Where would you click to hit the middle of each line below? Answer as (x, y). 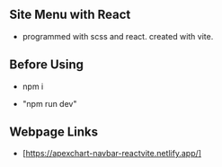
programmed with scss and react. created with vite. (118, 36)
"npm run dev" (49, 103)
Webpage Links (54, 132)
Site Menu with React (70, 15)
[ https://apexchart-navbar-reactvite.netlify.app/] (112, 154)
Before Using (46, 65)
